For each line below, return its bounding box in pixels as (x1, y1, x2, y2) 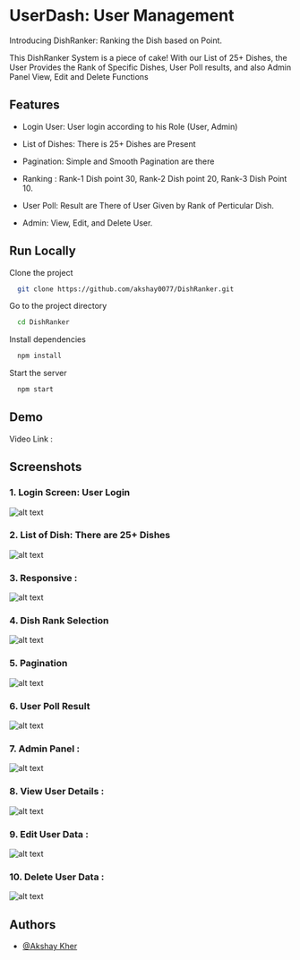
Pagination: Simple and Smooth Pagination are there (21, 156, 215, 167)
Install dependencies (9, 334, 87, 345)
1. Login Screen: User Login (9, 486, 131, 499)
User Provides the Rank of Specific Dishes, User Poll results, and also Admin (9, 62, 292, 73)
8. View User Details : (9, 785, 105, 798)
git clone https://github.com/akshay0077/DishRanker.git (17, 284, 235, 294)
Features (9, 98, 60, 113)
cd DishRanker (17, 318, 70, 327)
